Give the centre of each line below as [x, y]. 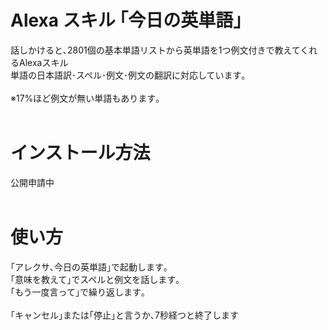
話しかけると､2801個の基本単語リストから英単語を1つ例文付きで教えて [155, 50]
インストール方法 [80, 153]
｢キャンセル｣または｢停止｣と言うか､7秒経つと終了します [124, 315]
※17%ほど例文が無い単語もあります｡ [85, 98]
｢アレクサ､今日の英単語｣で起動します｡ [89, 267]
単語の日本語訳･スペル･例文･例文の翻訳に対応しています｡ [128, 75]
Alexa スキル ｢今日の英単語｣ [126, 20]
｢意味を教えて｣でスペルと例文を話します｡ [95, 279]
